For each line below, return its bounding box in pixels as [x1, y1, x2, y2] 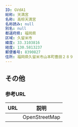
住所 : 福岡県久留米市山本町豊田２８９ [5, 54, 74, 59]
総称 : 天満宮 [5, 12, 29, 17]
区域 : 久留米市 [5, 36, 33, 41]
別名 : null [5, 26, 27, 31]
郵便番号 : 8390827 [5, 49, 41, 54]
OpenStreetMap [22, 114, 60, 121]
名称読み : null [5, 21, 34, 27]
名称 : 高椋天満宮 [5, 17, 36, 22]
